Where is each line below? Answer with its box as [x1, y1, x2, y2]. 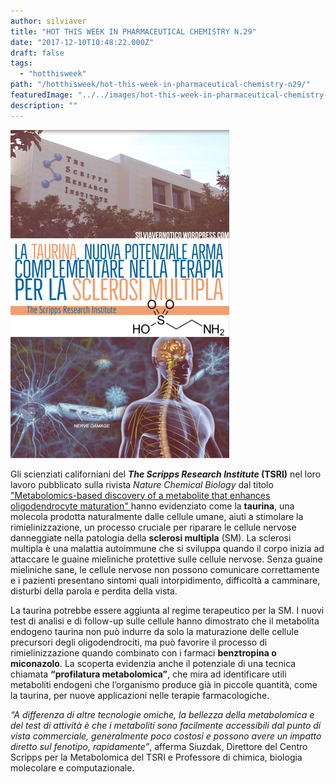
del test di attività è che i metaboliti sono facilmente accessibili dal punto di [10, 719, 322, 731]
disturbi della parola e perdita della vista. [10, 585, 178, 597]
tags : [10, 58, 33, 69]
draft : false [10, 48, 65, 58]
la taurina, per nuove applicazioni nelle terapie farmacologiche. [10, 689, 270, 701]
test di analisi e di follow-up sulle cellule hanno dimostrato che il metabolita [10, 615, 320, 627]
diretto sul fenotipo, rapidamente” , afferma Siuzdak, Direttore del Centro [10, 740, 308, 752]
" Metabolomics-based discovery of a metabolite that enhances [10, 489, 271, 501]
